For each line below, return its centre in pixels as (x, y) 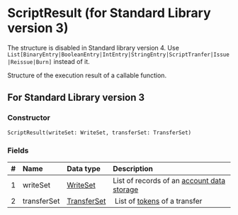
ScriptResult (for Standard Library (109, 13)
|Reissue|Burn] (30, 62)
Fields (18, 150)
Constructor (29, 118)
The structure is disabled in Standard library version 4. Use (93, 48)
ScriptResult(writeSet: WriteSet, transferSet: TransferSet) (100, 133)
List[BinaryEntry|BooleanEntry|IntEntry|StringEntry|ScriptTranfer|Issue (119, 55)
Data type (84, 168)
